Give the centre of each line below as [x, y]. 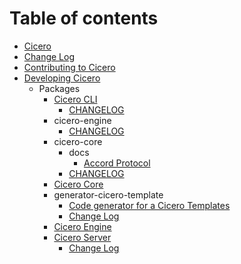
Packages [59, 88]
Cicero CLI [75, 99]
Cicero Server [82, 237]
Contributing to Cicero [69, 67]
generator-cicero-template [108, 194]
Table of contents [84, 18]
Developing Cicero [62, 78]
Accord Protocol [117, 163]
